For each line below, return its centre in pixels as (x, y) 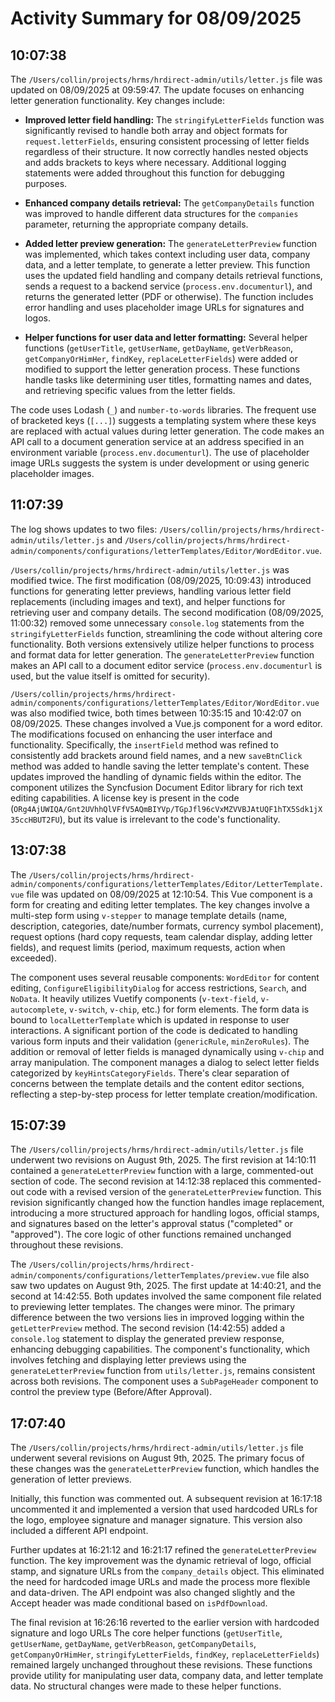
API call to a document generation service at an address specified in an (157, 441)
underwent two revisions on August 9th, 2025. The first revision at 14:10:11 (163, 1160)
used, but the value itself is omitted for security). (110, 676)
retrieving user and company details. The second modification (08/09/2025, (167, 612)
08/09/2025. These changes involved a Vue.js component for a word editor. (166, 723)
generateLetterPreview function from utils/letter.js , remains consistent (163, 1371)
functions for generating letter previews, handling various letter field (151, 591)
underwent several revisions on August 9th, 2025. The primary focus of (157, 1458)
